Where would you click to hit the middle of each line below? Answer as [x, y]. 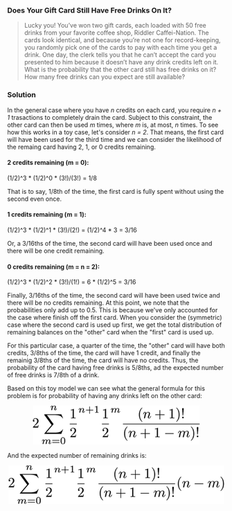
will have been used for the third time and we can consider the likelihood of [114, 139]
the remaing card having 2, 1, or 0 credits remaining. [81, 147]
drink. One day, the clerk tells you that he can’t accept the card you [120, 55]
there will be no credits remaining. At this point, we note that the [98, 303]
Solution [22, 95]
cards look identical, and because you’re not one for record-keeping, [122, 40]
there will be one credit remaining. [56, 251]
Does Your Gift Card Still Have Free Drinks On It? [89, 10]
